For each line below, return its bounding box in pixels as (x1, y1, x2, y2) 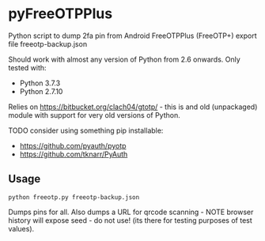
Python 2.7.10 (19, 86, 63, 96)
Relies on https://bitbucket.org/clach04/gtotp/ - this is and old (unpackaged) (8, 102, 258, 111)
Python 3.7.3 (19, 78, 61, 88)
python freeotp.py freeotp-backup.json (8, 193, 140, 201)
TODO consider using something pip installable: (8, 126, 164, 135)
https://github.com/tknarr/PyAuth (19, 149, 128, 159)
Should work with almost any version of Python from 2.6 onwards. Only (8, 55, 241, 64)
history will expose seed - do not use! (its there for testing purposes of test (8, 215, 253, 225)
